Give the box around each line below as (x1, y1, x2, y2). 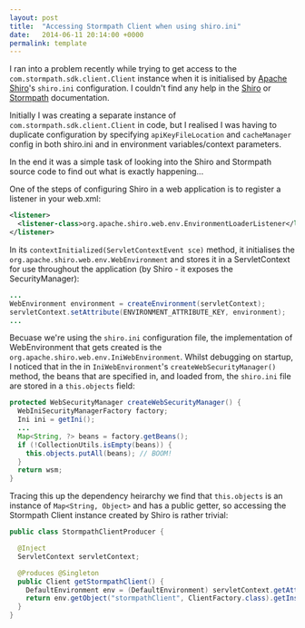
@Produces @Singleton (17, 568, 100, 577)
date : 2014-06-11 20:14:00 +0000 (9, 30, 144, 39)
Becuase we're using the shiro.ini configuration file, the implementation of (9, 332, 293, 343)
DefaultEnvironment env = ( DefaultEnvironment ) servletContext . (25, 585, 274, 594)
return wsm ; (17, 466, 64, 475)
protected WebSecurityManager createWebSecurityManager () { (9, 398, 242, 407)
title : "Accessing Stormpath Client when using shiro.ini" (9, 22, 242, 31)
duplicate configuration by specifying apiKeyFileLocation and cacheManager (9, 129, 292, 141)
